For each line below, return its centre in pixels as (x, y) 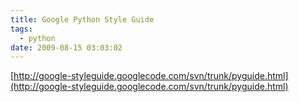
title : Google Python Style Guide (82, 19)
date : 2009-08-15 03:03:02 (66, 47)
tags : (21, 29)
